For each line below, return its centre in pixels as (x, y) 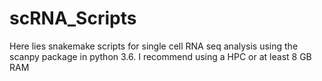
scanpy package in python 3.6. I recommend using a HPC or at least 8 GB (160, 56)
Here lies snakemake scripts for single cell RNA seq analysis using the (154, 46)
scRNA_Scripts (73, 18)
